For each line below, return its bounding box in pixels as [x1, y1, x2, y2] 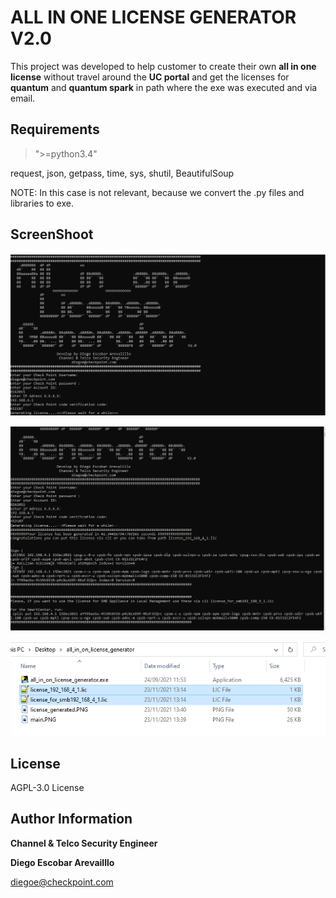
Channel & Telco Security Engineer [10, 837, 158, 849]
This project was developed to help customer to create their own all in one [10, 60, 317, 72]
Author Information [10, 811, 133, 828]
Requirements [10, 121, 100, 138]
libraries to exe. [10, 197, 74, 209]
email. [10, 92, 36, 104]
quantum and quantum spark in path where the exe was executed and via [10, 81, 318, 93]
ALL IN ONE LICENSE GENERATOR [10, 6, 297, 29]
